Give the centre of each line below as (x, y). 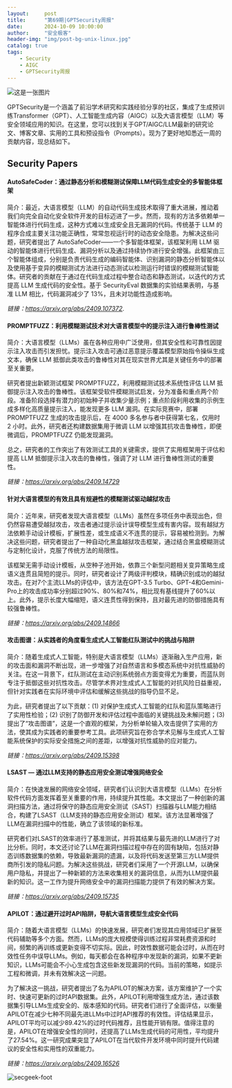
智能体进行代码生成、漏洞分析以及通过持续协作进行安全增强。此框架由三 (122, 251)
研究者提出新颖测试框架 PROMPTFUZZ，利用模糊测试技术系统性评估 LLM (111, 383)
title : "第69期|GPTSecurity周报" (61, 20)
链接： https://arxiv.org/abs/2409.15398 (63, 755)
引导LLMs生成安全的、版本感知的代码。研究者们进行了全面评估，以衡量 (120, 1006)
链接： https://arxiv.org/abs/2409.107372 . (66, 309)
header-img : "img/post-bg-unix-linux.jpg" (69, 39)
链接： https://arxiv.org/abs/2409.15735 (63, 896)
